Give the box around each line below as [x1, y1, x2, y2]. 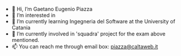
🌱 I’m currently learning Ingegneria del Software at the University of [11, 18, 176, 24]
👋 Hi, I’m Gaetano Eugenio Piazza [11, 6, 93, 12]
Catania [11, 24, 31, 31]
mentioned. [11, 37, 39, 43]
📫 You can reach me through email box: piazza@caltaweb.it [11, 43, 159, 50]
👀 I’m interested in [11, 12, 56, 19]
